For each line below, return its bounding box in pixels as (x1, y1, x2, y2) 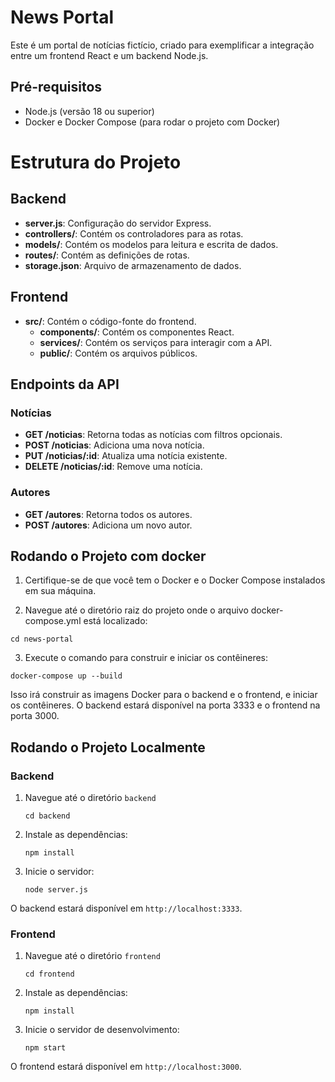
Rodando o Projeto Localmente (10, 739, 206, 756)
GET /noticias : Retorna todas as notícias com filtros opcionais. (24, 429, 283, 441)
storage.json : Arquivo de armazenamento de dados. (24, 259, 242, 271)
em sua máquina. (24, 585, 97, 597)
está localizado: (83, 615, 148, 627)
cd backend (24, 811, 71, 821)
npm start (24, 1043, 67, 1053)
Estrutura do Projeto (10, 151, 182, 173)
